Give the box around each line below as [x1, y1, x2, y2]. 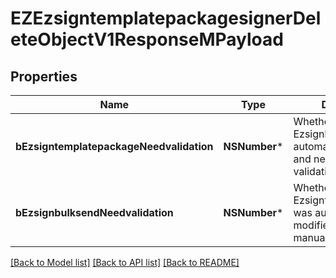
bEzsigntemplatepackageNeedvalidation [15, 140, 214, 153]
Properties [10, 68, 78, 85]
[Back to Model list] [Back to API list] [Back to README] [10, 257, 240, 268]
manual [293, 231, 328, 244]
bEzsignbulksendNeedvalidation [15, 206, 174, 219]
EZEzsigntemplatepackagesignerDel [10, 7, 322, 30]
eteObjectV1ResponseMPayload [10, 28, 284, 51]
